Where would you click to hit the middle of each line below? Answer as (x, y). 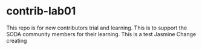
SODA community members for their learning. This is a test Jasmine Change (101, 34)
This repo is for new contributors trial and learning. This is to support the (97, 28)
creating (17, 40)
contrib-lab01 (41, 11)
